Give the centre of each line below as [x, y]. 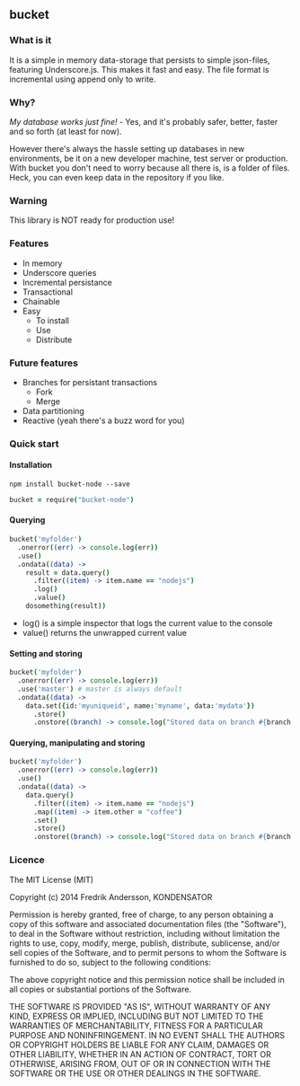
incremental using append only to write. [83, 79]
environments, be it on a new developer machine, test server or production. [149, 158]
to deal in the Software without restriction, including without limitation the [145, 933]
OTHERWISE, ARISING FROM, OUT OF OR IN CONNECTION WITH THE [140, 1064]
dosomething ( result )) [66, 606]
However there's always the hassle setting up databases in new [127, 148]
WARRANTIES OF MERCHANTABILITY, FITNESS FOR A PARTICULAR [136, 1025]
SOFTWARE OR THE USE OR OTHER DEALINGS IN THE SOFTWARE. [135, 1073]
